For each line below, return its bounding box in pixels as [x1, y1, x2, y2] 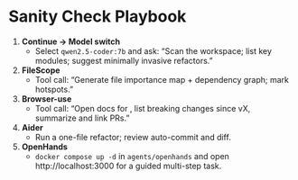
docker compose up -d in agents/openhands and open [34, 150, 229, 161]
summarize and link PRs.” [34, 112, 130, 123]
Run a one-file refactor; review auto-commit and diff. [34, 131, 231, 142]
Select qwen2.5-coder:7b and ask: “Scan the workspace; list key [34, 45, 273, 56]
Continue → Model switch [21, 36, 121, 47]
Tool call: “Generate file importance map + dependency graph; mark [34, 74, 290, 85]
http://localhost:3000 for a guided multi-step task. [34, 160, 222, 171]
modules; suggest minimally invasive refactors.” [34, 55, 213, 66]
